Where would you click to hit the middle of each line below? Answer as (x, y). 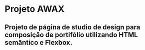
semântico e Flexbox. (39, 42)
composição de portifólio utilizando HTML (71, 35)
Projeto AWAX (35, 9)
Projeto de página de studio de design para (72, 27)
